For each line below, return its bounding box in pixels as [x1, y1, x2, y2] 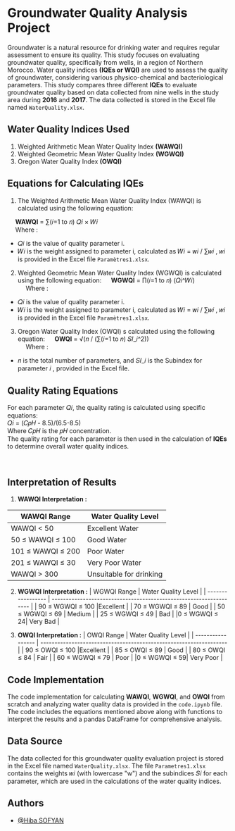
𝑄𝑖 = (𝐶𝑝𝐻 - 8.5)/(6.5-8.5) [7, 419, 82, 427]
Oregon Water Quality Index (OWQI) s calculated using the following [17, 327, 215, 335]
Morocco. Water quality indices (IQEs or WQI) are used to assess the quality [7, 65, 229, 74]
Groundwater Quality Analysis [7, 5, 188, 21]
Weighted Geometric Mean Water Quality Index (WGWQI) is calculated [17, 268, 222, 277]
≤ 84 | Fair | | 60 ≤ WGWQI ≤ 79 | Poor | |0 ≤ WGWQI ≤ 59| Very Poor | [17, 654, 223, 662]
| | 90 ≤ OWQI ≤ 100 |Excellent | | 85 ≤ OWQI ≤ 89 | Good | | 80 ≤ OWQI [17, 646, 226, 654]
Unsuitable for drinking [87, 569, 163, 579]
